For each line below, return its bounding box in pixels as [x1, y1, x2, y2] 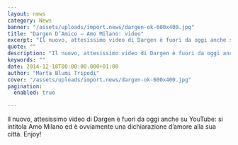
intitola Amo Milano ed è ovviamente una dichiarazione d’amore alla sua [7, 122, 216, 131]
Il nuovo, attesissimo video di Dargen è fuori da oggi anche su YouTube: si [7, 115, 223, 124]
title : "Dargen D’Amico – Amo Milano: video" [7, 30, 144, 37]
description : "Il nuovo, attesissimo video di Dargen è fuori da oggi [7, 50, 220, 57]
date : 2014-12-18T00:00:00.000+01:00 [7, 63, 119, 70]
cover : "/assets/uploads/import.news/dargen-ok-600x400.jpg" [7, 76, 192, 83]
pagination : [7, 83, 42, 90]
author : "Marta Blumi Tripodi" [7, 69, 100, 76]
